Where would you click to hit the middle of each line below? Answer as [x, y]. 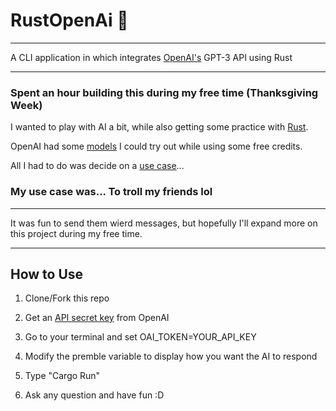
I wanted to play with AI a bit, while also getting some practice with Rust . [159, 127]
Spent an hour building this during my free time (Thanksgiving [164, 92]
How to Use [47, 274]
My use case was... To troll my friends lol [111, 192]
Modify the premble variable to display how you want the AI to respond [171, 356]
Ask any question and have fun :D [94, 395]
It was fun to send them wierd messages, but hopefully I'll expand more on [164, 223]
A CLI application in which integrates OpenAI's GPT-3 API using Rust [151, 57]
